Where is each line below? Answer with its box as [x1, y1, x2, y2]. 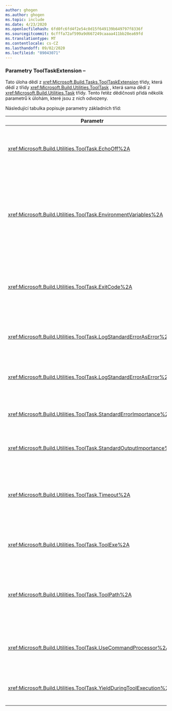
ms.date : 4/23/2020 [5, 21, 47, 27]
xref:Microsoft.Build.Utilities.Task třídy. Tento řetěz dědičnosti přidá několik [5, 90, 164, 96]
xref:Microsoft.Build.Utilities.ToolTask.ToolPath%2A [8, 591, 132, 598]
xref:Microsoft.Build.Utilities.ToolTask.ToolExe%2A [8, 541, 130, 548]
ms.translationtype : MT [5, 36, 56, 41]
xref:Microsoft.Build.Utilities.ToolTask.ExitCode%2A [8, 283, 133, 290]
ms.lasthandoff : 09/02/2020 [5, 46, 66, 51]
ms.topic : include [5, 17, 45, 22]
